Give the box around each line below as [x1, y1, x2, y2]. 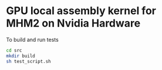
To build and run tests [6, 36, 59, 43]
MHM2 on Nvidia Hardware [6, 16, 141, 30]
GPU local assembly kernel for [6, 4, 157, 18]
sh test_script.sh [6, 58, 51, 64]
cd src [6, 47, 22, 54]
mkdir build [6, 53, 35, 59]
